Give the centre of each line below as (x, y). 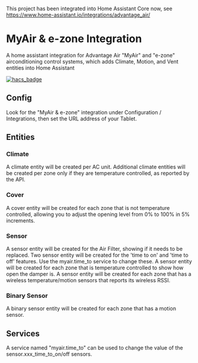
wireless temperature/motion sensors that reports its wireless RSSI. (88, 281)
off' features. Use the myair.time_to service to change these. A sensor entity (99, 262)
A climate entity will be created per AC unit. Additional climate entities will (96, 167)
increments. (21, 220)
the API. (16, 180)
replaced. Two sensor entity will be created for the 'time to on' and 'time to (97, 255)
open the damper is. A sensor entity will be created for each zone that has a (99, 274)
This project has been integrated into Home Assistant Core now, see (90, 9)
